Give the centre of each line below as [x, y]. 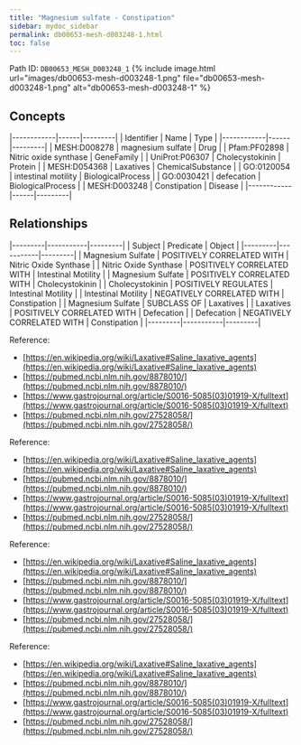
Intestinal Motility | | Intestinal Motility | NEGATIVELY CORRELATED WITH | [147, 293]
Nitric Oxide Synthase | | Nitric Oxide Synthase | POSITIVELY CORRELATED [149, 265]
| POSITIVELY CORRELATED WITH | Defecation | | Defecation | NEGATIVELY [150, 312]
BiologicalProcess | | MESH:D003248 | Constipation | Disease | [127, 186]
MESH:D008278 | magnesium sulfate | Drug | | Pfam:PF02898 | [172, 148]
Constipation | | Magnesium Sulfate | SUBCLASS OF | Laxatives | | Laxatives [150, 303]
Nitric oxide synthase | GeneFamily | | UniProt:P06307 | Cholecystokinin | [145, 157]
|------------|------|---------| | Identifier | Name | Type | [114, 138]
